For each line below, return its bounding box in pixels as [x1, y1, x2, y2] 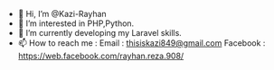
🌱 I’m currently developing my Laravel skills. [17, 28, 183, 38]
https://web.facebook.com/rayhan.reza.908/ [17, 50, 184, 61]
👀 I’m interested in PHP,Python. [17, 18, 135, 29]
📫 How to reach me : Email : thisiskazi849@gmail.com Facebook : [17, 38, 266, 48]
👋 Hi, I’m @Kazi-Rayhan [17, 9, 107, 19]
